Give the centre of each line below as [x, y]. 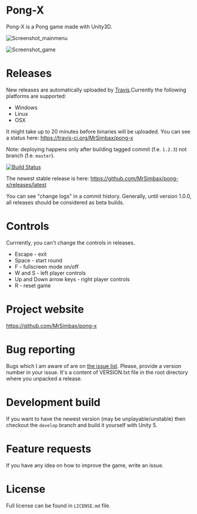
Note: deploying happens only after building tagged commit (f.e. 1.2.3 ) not [96, 149]
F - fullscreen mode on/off [46, 266]
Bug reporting [41, 349]
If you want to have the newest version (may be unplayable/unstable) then [96, 419]
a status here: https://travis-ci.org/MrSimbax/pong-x [70, 138]
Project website [45, 309]
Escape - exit [31, 254]
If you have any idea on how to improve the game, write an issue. [85, 465]
